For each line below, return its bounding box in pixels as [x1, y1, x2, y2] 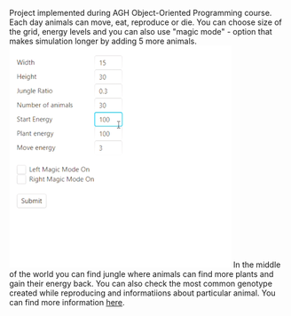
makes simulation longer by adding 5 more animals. [9, 36, 197, 46]
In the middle [232, 259, 281, 270]
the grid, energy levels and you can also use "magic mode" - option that [9, 27, 272, 36]
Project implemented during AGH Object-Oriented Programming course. [9, 8, 272, 18]
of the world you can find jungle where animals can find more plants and [9, 269, 274, 279]
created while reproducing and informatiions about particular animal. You [9, 288, 277, 298]
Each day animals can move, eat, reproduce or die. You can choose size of [9, 17, 282, 28]
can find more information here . [9, 297, 126, 307]
